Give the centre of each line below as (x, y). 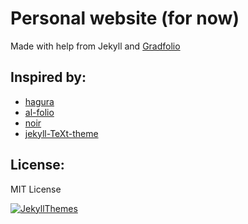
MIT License (36, 189)
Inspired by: (48, 77)
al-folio (39, 112)
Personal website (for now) (125, 18)
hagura (39, 101)
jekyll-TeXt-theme (61, 133)
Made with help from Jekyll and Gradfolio (95, 46)
